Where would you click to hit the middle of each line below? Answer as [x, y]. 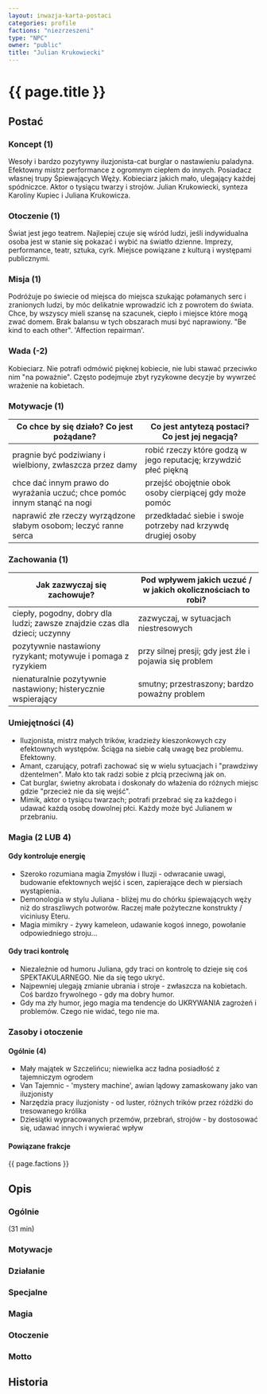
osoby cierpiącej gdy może [195, 493]
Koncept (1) [31, 144]
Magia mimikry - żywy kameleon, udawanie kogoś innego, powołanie [133, 924]
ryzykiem [30, 666]
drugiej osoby [171, 536]
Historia [29, 1382]
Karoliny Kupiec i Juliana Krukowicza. [70, 195]
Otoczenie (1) [35, 216]
